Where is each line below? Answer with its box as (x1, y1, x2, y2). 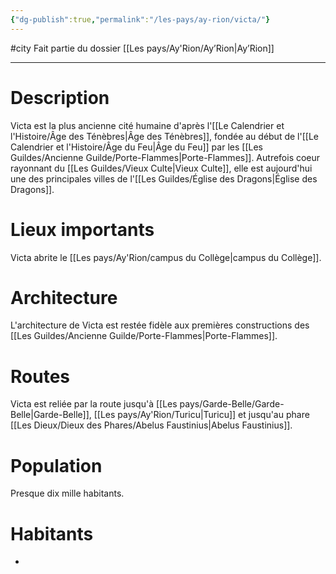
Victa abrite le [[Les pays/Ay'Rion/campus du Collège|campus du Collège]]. (10, 251, 322, 263)
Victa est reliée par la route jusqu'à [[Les (10, 398, 178, 410)
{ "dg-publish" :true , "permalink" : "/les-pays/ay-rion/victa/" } (10, 14, 271, 25)
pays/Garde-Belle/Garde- (179, 398, 285, 410)
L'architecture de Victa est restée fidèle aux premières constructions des (10, 319, 310, 331)
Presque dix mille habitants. (10, 487, 125, 500)
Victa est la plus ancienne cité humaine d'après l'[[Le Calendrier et (10, 119, 285, 131)
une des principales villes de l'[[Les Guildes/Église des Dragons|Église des (10, 172, 318, 185)
